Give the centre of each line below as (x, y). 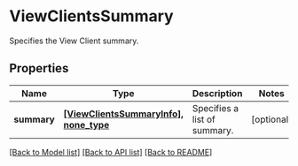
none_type (86, 124)
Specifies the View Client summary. (74, 41)
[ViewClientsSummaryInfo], (124, 114)
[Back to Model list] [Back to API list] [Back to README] (111, 152)
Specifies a (216, 108)
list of (204, 119)
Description (217, 93)
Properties (39, 68)
